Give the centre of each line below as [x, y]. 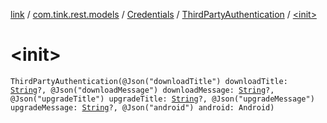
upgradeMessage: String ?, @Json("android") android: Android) [142, 107]
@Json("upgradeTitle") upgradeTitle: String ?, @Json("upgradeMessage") [162, 99]
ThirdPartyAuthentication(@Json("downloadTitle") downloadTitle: [149, 81]
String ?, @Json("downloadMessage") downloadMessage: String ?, [142, 90]
